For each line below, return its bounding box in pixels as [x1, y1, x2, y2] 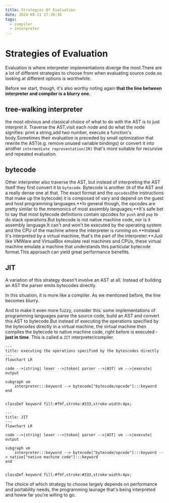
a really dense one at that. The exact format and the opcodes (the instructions [5, 190, 164, 196]
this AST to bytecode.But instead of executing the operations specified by [5, 318, 159, 324]
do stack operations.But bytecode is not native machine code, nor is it [5, 216, 151, 222]
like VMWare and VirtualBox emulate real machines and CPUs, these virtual [5, 238, 161, 244]
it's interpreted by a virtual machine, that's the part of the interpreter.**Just [5, 233, 163, 239]
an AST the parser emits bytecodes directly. [5, 282, 97, 288]
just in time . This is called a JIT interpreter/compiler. [5, 334, 115, 340]
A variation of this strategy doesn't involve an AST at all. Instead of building [5, 277, 161, 283]
